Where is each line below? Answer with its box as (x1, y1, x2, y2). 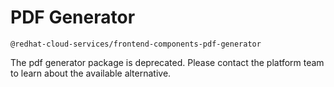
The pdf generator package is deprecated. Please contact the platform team (10, 56, 325, 68)
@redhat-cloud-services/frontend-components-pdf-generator (10, 39, 262, 49)
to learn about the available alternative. (10, 67, 172, 79)
